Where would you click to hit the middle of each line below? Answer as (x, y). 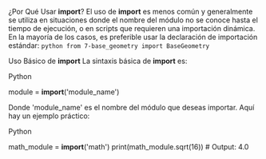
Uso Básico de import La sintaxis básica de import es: (98, 61)
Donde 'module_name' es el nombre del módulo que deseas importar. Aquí (131, 107)
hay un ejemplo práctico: (49, 116)
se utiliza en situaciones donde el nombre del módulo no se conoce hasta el (133, 20)
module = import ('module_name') (64, 92)
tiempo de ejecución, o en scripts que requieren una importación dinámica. (132, 28)
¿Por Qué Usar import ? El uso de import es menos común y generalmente (131, 12)
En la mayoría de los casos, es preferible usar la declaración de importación (133, 37)
